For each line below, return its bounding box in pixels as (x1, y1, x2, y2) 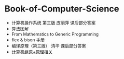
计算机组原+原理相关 (11, 49, 53, 55)
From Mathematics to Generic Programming (11, 31, 99, 37)
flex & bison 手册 (11, 37, 45, 43)
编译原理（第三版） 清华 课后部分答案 (11, 43, 86, 48)
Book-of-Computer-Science (4, 3, 119, 14)
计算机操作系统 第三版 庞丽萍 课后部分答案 (11, 20, 96, 25)
